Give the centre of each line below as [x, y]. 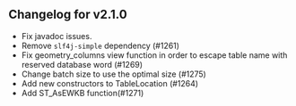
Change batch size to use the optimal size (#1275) [114, 74]
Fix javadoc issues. [57, 36]
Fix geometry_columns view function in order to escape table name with [154, 55]
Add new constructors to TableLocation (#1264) [110, 83]
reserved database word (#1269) [82, 64]
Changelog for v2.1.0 [68, 15]
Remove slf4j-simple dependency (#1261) [100, 45]
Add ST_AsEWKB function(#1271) [83, 93]
